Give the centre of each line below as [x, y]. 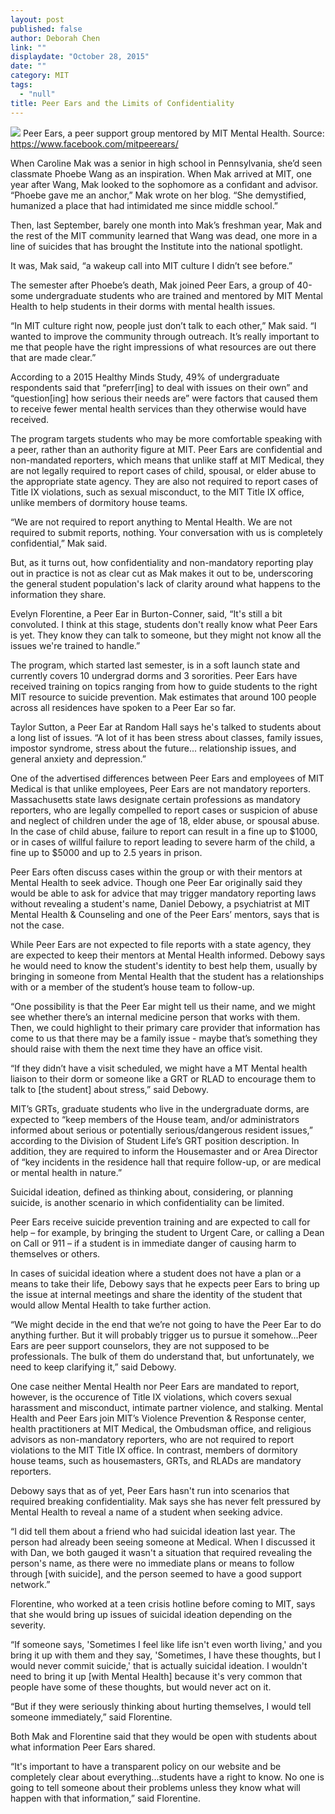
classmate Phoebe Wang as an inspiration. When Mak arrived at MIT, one [161, 173]
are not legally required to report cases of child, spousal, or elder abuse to [163, 470]
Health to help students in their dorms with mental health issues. [143, 306]
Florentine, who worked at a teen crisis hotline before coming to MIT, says [163, 1603]
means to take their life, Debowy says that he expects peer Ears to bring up [165, 1283]
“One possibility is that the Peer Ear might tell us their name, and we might [163, 1006]
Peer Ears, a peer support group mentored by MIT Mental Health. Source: [173, 133]
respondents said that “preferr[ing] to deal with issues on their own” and [159, 387]
